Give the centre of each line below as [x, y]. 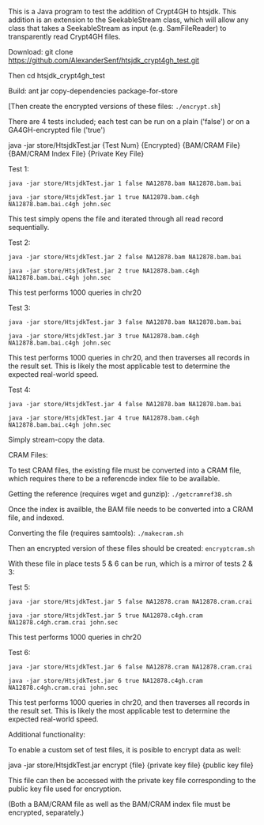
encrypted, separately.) [46, 812]
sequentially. [29, 227]
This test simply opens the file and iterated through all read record [116, 219]
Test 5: [19, 587]
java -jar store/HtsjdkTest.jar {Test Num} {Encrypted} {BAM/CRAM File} [124, 145]
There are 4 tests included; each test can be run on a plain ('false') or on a [129, 121]
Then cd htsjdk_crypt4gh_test [57, 75]
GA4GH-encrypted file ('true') [57, 130]
